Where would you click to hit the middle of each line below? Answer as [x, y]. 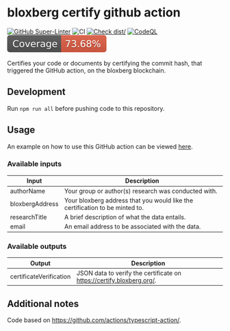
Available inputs [35, 164]
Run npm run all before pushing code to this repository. [86, 108]
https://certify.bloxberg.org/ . [116, 280]
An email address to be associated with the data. [132, 226]
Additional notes [43, 303]
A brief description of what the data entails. [125, 217]
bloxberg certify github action [94, 13]
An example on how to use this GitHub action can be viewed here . [100, 146]
